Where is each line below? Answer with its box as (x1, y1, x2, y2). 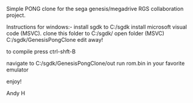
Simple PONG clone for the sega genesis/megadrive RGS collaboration (6, 5, 184, 12)
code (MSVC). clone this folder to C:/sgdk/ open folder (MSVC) (6, 30, 164, 37)
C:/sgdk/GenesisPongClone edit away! (6, 36, 104, 43)
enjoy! (6, 78, 22, 85)
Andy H (6, 90, 26, 96)
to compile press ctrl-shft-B (6, 48, 76, 55)
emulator (6, 66, 29, 73)
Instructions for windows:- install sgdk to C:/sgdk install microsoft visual (6, 24, 188, 30)
